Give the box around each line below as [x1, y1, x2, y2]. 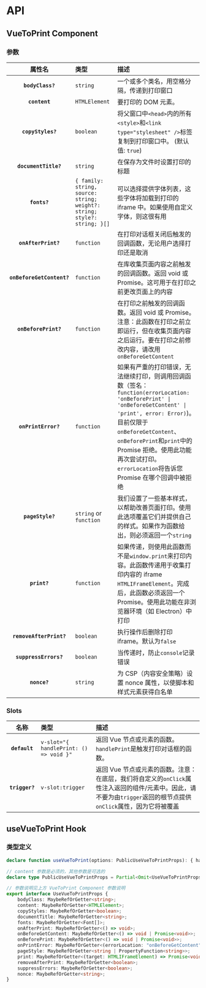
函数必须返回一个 [135, 588, 185, 597]
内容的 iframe [123, 570, 162, 578]
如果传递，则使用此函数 [117, 542, 185, 551]
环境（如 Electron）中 [129, 606, 192, 615]
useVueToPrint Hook [6, 823, 87, 834]
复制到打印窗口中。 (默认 [117, 136, 189, 145]
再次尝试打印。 [117, 455, 161, 463]
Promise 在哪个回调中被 [117, 473, 186, 482]
